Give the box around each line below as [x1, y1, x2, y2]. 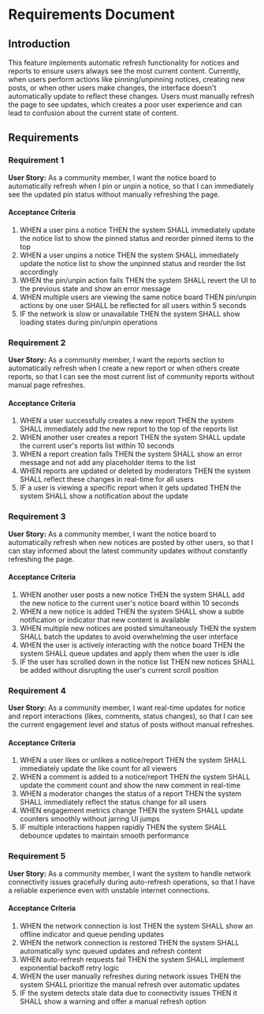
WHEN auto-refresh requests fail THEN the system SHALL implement [19, 954, 245, 964]
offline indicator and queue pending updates [19, 929, 164, 939]
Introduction [8, 37, 71, 51]
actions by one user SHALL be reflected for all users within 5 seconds [19, 300, 247, 310]
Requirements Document [8, 6, 176, 24]
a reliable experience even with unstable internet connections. [8, 885, 210, 895]
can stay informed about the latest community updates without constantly [8, 546, 248, 555]
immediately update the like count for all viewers [19, 764, 177, 773]
